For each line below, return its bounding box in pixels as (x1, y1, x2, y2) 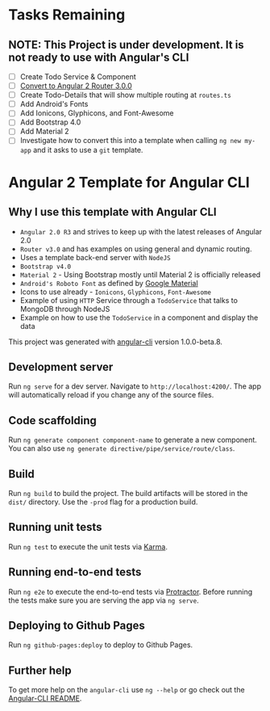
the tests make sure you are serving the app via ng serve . (8, 595, 199, 605)
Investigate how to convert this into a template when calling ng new (19, 136, 242, 145)
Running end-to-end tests (8, 566, 142, 579)
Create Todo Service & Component (19, 72, 137, 82)
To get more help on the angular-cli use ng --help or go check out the (8, 685, 245, 695)
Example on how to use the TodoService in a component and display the (19, 313, 259, 322)
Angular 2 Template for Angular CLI (8, 173, 250, 191)
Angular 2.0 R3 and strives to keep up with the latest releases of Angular (19, 226, 263, 236)
